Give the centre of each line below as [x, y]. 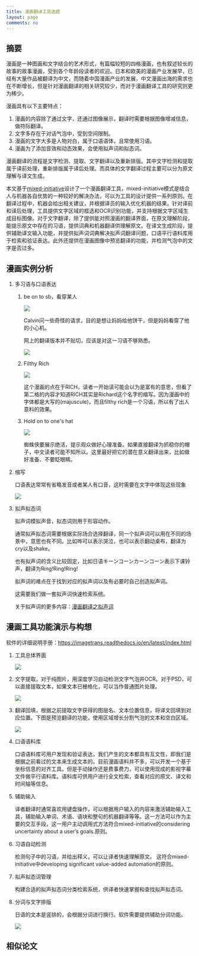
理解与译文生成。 [27, 176]
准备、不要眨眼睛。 [52, 459]
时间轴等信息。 [33, 784]
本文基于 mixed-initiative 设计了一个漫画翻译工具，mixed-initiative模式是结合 [98, 188]
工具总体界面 [30, 655]
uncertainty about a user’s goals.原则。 [62, 831]
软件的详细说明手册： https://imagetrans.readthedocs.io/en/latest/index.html [99, 642]
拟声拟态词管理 [33, 876]
